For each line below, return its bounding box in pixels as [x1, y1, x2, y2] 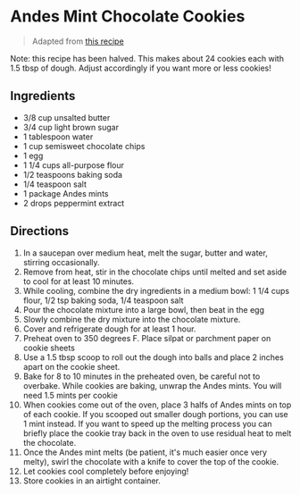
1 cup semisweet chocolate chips [22, 140, 146, 151]
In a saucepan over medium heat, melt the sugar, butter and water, [22, 247, 269, 258]
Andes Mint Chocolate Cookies [10, 6, 246, 27]
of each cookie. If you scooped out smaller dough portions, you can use [22, 408, 288, 419]
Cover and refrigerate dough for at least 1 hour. [22, 323, 196, 334]
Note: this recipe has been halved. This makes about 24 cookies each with [10, 53, 285, 63]
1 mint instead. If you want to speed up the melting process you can [22, 418, 272, 429]
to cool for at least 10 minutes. [22, 275, 135, 287]
